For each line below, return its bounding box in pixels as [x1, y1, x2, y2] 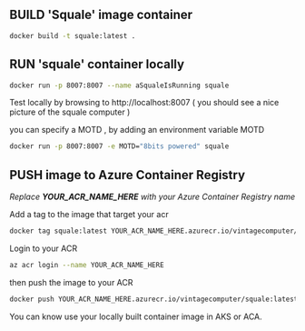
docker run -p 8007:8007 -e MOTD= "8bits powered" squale [9, 142, 230, 151]
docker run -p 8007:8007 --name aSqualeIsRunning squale [9, 81, 230, 90]
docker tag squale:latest [9, 226, 107, 236]
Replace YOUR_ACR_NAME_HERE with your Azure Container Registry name [9, 191, 296, 203]
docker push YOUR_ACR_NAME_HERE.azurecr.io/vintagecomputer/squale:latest [9, 295, 299, 304]
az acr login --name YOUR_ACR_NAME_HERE [9, 260, 165, 269]
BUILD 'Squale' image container [9, 7, 193, 23]
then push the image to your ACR [9, 276, 133, 287]
